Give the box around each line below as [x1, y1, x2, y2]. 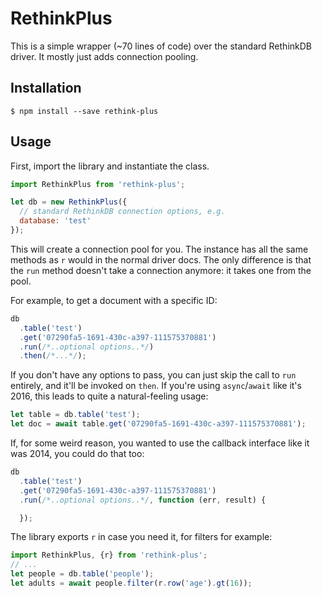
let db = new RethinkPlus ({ [10, 197, 128, 207]
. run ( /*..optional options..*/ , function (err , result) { [19, 495, 267, 505]
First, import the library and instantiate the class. [10, 160, 210, 172]
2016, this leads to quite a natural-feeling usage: [10, 390, 209, 402]
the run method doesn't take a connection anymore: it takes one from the [10, 264, 312, 276]
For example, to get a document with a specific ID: [10, 294, 218, 306]
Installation [10, 80, 82, 97]
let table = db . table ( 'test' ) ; [10, 410, 141, 420]
